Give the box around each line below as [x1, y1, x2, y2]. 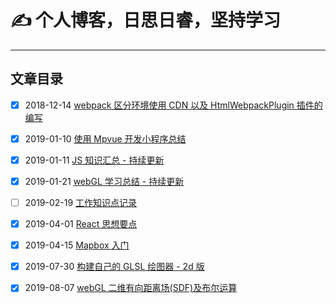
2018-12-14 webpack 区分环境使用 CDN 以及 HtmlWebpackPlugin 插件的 [24, 99, 323, 111]
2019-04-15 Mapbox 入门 [24, 239, 130, 251]
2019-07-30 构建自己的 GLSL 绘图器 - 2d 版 [24, 261, 205, 273]
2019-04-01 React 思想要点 [24, 218, 138, 230]
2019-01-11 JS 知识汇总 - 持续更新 [24, 154, 165, 166]
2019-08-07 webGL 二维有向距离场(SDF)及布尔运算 [24, 282, 238, 294]
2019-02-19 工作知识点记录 [24, 197, 138, 208]
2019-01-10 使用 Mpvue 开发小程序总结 [24, 132, 187, 145]
